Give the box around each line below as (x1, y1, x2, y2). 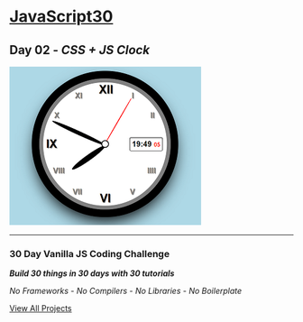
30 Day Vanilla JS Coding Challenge (9, 247, 170, 260)
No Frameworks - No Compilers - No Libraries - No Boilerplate (9, 286, 243, 297)
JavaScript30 (9, 6, 114, 27)
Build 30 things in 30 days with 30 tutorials (9, 268, 175, 279)
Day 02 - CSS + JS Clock (9, 42, 151, 58)
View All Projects (9, 303, 72, 314)
